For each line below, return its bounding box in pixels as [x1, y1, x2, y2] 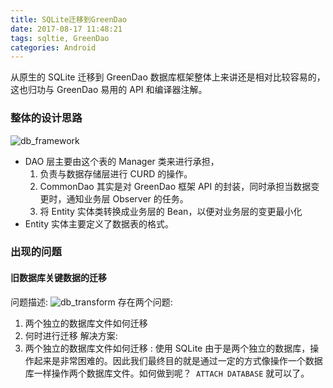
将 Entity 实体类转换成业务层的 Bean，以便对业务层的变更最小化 [39, 205, 303, 217]
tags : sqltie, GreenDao [10, 33, 110, 43]
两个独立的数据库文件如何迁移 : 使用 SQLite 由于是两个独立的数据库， [24, 342, 311, 354]
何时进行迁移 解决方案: [24, 329, 118, 341]
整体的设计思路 [10, 111, 83, 125]
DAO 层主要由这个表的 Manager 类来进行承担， [24, 155, 220, 167]
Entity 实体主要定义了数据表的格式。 [24, 217, 175, 230]
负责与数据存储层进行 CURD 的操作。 [39, 167, 193, 180]
